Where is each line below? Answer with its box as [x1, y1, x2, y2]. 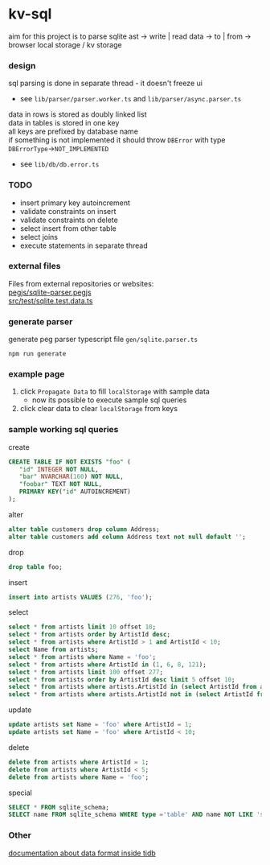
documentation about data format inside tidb [8, 848, 157, 858]
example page [8, 369, 65, 380]
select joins [19, 232, 59, 241]
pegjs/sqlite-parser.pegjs [8, 287, 92, 297]
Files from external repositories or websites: [8, 278, 154, 288]
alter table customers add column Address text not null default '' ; [8, 533, 247, 541]
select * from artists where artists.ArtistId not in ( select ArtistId [8, 690, 253, 698]
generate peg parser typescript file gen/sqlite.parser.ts [8, 335, 198, 344]
